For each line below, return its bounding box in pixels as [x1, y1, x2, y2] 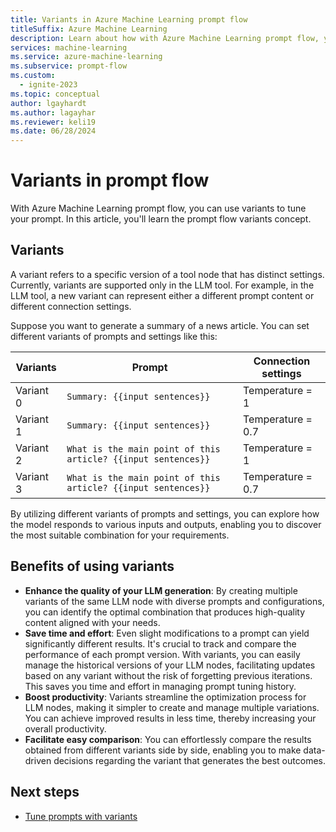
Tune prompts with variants [24, 810, 138, 822]
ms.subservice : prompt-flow [10, 61, 128, 71]
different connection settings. [10, 300, 132, 312]
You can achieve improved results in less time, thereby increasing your [24, 712, 317, 724]
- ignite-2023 [19, 80, 78, 90]
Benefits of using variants [10, 558, 175, 575]
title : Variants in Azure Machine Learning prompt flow [10, 14, 248, 25]
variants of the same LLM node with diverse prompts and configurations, [24, 595, 325, 607]
